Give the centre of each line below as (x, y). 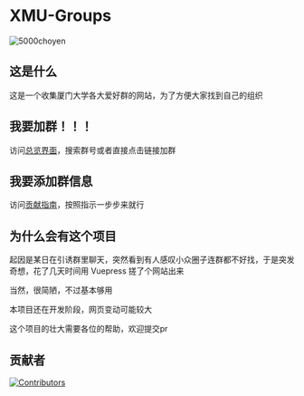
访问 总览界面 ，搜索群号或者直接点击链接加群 (93, 150)
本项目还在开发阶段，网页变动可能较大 (81, 310)
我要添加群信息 (51, 181)
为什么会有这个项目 (63, 236)
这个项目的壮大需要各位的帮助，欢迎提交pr (89, 329)
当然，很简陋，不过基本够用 (61, 290)
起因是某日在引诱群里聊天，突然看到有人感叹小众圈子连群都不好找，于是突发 (152, 260)
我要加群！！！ (51, 126)
